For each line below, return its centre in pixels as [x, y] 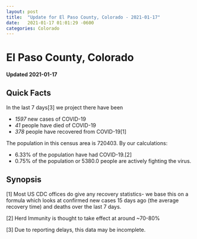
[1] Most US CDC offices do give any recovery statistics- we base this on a [97, 194]
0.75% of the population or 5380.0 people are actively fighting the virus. [103, 161]
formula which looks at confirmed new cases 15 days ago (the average [93, 200]
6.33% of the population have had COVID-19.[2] [73, 155]
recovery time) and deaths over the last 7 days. [64, 206]
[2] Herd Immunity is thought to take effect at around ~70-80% [83, 218]
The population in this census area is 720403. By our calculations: [87, 143]
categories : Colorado [33, 28]
